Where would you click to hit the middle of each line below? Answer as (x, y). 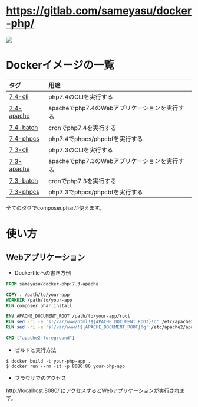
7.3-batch (24, 180)
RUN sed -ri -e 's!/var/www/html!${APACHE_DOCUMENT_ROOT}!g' (83, 322)
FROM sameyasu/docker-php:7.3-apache (52, 284)
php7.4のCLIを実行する (81, 97)
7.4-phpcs (24, 138)
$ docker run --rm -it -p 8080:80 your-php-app (66, 366)
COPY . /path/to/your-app (38, 294)
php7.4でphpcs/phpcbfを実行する (95, 139)
